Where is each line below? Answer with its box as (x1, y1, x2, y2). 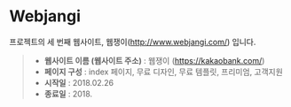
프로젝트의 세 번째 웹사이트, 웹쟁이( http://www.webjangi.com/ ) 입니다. (9, 36, 256, 47)
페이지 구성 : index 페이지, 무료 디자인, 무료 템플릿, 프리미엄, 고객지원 (43, 66, 284, 77)
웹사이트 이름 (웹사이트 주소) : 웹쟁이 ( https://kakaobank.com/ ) (43, 55, 265, 65)
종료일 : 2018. (43, 88, 93, 99)
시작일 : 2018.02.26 (43, 77, 114, 88)
